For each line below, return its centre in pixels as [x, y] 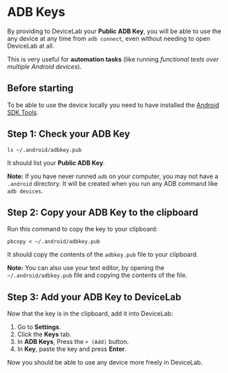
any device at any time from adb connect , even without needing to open [109, 38]
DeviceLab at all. [31, 46]
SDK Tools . [23, 112]
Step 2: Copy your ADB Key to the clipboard [103, 212]
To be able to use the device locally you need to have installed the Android [113, 105]
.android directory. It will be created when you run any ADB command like [113, 183]
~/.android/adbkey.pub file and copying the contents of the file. [97, 275]
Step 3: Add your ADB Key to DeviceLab [94, 297]
